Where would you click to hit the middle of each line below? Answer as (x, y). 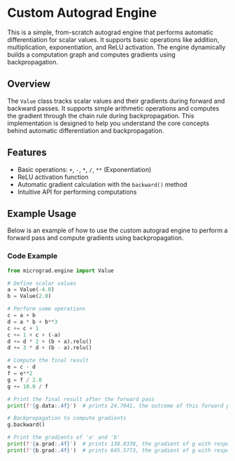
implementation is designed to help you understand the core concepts (108, 123)
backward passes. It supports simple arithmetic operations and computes (113, 108)
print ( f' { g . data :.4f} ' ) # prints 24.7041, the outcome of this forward (115, 406)
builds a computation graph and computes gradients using (92, 55)
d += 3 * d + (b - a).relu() (50, 348)
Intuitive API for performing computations (77, 192)
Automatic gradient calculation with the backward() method (102, 184)
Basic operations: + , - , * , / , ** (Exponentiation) (84, 169)
